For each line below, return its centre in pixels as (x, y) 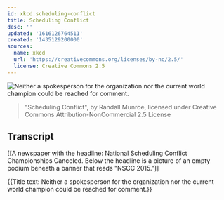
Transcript (31, 136)
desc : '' (20, 27)
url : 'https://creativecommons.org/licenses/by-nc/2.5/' (99, 60)
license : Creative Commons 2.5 (59, 66)
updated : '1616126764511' (45, 33)
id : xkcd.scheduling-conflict (52, 14)
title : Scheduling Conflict (48, 20)
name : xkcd (29, 53)
